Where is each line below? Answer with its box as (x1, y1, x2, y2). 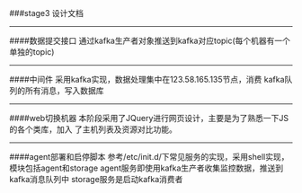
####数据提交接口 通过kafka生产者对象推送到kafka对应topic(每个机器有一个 (9, 35, 290, 46)
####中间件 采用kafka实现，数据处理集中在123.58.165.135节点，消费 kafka (9, 75, 285, 84)
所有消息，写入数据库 (24, 85, 104, 96)
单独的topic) (9, 47, 55, 57)
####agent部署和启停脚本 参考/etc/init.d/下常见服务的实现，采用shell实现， (9, 152, 289, 162)
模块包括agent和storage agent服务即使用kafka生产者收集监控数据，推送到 (9, 162, 284, 173)
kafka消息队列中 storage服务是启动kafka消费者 (9, 174, 183, 184)
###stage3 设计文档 (9, 8, 84, 18)
